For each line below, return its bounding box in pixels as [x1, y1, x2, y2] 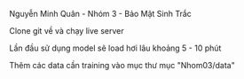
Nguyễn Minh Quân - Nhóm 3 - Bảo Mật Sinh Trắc [9, 9, 193, 19]
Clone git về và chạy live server [9, 26, 124, 36]
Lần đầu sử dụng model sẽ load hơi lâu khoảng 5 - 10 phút [9, 43, 222, 53]
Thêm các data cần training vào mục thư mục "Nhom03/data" [9, 60, 235, 70]
